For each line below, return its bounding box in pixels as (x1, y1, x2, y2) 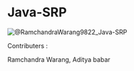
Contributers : (7, 41, 48, 50)
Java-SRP (7, 4, 67, 21)
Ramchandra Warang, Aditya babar (7, 55, 110, 64)
